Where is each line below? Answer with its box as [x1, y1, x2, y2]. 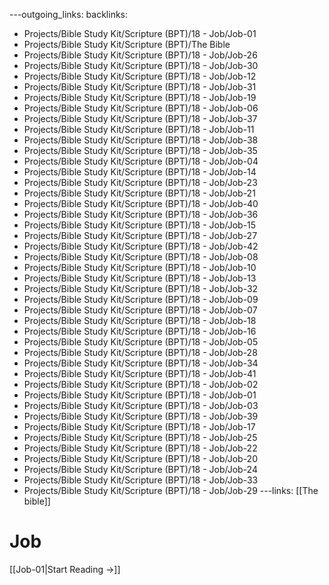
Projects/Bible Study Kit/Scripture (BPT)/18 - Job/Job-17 [23, 421, 256, 433]
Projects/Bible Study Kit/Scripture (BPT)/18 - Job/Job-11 [23, 124, 255, 135]
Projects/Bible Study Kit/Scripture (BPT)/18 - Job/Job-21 [23, 187, 256, 199]
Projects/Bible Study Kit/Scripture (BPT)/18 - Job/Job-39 [23, 410, 259, 422]
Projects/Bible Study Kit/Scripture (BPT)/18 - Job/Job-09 [23, 294, 259, 305]
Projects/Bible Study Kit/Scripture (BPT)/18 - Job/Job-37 [23, 113, 258, 124]
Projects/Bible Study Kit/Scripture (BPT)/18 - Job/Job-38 [23, 134, 259, 146]
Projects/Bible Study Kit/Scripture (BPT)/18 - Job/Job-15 [23, 219, 257, 231]
